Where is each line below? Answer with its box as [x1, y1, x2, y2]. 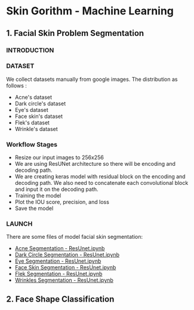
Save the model [14, 205, 54, 212]
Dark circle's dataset [14, 100, 66, 107]
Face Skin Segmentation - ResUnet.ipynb [14, 264, 116, 271]
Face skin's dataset [14, 113, 63, 120]
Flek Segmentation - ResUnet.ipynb [14, 271, 103, 278]
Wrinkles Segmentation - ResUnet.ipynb [14, 276, 113, 284]
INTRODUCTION [6, 46, 54, 54]
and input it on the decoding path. [14, 186, 98, 193]
